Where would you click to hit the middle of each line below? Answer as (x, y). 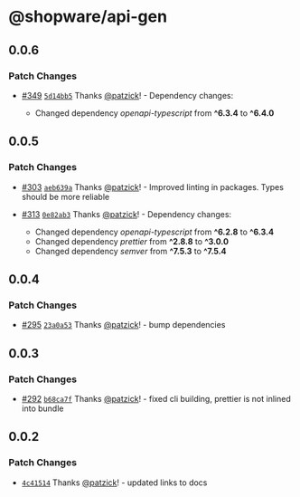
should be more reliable (66, 196)
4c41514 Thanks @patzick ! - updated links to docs (114, 483)
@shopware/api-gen (88, 17)
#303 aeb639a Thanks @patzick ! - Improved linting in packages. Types (152, 186)
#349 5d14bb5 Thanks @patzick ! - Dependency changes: (127, 95)
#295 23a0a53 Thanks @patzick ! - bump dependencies (123, 325)
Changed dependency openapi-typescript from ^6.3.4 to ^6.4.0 (155, 113)
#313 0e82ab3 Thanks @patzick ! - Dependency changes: (127, 214)
